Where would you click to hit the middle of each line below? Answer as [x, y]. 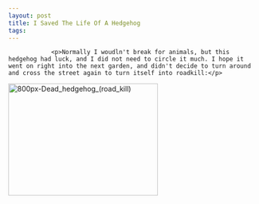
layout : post [30, 16]
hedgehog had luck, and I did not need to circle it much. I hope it [126, 59]
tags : [17, 30]
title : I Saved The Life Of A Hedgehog [75, 23]
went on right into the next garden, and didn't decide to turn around [129, 66]
